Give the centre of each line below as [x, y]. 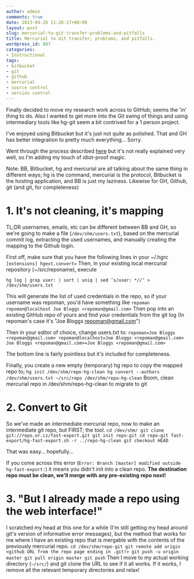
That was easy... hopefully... [40, 452]
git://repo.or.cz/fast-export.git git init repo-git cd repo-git [87, 435]
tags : [13, 60]
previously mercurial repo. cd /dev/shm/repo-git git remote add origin [93, 546]
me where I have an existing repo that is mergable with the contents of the [96, 540]
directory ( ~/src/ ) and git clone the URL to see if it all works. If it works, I [93, 564]
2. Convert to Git [47, 407]
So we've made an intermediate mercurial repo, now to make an [83, 423]
